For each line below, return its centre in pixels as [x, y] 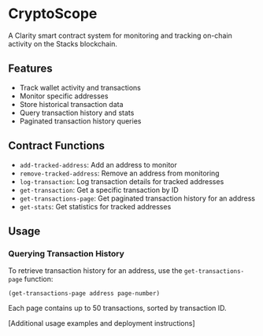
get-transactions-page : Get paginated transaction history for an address [137, 198]
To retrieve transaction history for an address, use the [95, 271]
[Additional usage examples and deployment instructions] [102, 323]
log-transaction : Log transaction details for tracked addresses [122, 181]
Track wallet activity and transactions [80, 87]
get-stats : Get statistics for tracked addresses [95, 206]
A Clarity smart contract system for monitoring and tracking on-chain [120, 35]
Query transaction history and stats [77, 113]
